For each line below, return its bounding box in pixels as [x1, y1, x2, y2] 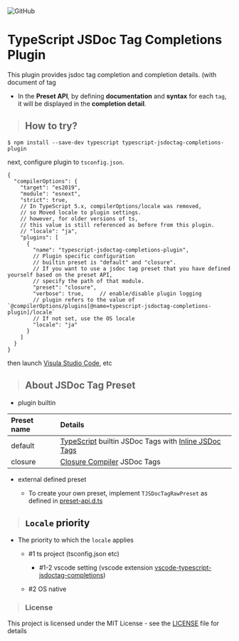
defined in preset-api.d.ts [28, 496, 103, 505]
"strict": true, [20, 196, 69, 203]
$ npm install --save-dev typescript [7, 139, 119, 146]
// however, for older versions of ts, [20, 215, 139, 222]
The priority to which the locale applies [17, 535, 134, 545]
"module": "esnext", [20, 190, 81, 198]
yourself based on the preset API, [7, 271, 113, 278]
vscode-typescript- [154, 563, 212, 572]
